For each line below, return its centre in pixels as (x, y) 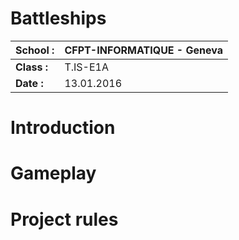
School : (35, 50)
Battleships (58, 18)
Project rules (64, 219)
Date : (29, 83)
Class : (31, 67)
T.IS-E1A (86, 67)
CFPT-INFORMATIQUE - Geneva (143, 50)
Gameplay (53, 173)
